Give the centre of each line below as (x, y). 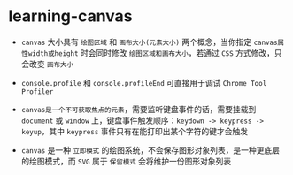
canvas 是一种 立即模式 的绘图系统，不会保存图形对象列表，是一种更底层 (150, 150)
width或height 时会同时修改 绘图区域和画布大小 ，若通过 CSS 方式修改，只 (155, 53)
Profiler (37, 91)
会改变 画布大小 (47, 64)
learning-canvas (71, 16)
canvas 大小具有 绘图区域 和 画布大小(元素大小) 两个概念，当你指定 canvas (149, 42)
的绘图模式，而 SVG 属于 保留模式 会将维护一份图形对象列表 (126, 161)
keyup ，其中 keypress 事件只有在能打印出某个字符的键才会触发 (135, 131)
